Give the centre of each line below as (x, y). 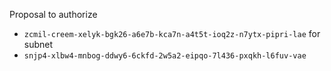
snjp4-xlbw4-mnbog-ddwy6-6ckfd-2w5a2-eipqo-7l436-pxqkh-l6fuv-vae (165, 56)
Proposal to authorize (53, 14)
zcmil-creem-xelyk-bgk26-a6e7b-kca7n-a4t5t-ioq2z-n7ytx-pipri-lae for (172, 33)
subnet (38, 44)
